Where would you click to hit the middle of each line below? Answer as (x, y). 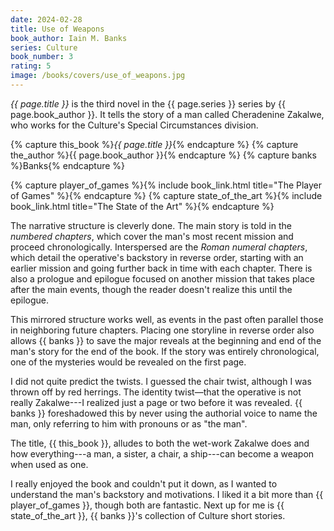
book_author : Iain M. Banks (69, 38)
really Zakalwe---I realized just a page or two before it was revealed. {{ (156, 402)
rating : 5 (31, 66)
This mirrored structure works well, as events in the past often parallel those (167, 319)
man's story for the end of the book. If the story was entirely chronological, (165, 351)
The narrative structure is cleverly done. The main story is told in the (151, 225)
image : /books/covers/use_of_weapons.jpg (98, 76)
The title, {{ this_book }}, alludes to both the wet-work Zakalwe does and (160, 443)
